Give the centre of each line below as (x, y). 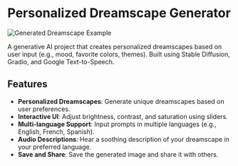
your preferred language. (55, 147)
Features (27, 84)
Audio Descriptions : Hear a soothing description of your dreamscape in (124, 139)
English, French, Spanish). (56, 131)
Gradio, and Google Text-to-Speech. (61, 61)
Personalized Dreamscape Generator (119, 13)
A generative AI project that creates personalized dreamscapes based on (115, 46)
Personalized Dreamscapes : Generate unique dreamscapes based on (121, 101)
